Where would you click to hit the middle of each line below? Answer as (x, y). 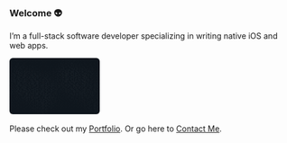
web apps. (29, 46)
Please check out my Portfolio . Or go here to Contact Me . (116, 129)
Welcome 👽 (36, 13)
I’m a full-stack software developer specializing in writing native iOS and (143, 36)
